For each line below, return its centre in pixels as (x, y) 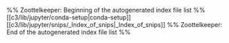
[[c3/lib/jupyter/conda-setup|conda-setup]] (69, 17)
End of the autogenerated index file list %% (69, 32)
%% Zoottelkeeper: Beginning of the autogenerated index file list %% (106, 10)
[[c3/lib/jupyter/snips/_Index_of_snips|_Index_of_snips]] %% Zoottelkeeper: (114, 25)
